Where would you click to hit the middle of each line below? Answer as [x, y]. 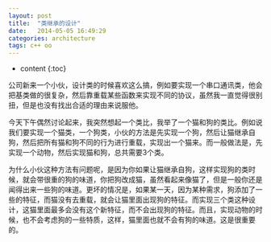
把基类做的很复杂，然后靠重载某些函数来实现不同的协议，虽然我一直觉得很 [132, 95]
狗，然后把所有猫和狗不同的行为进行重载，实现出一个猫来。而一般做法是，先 [135, 142]
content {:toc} [43, 68]
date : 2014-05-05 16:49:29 [57, 31]
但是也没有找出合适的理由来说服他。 [82, 105]
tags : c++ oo [30, 46]
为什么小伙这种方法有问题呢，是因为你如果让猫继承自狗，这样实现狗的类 [128, 170]
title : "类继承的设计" [44, 23]
